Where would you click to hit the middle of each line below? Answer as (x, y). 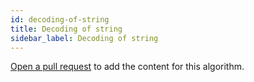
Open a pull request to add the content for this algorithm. (127, 67)
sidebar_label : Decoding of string (84, 38)
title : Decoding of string (66, 29)
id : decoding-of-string (60, 19)
